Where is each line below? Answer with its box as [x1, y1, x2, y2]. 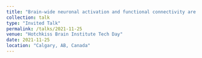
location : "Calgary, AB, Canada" [6, 43, 91, 49]
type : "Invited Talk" [6, 20, 61, 26]
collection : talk [6, 14, 50, 21]
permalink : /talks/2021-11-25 [6, 25, 83, 32]
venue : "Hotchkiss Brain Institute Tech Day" [6, 31, 123, 37]
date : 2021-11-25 [6, 37, 50, 43]
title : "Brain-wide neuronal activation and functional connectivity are [6, 8, 197, 15]
